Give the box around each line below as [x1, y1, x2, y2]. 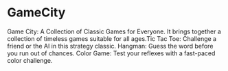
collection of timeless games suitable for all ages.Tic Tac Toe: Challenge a [7, 34, 217, 42]
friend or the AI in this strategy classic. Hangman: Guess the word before [7, 42, 214, 50]
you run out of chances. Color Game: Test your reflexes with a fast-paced [7, 49, 216, 57]
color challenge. [7, 56, 53, 64]
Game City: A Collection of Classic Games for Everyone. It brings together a [7, 27, 222, 35]
